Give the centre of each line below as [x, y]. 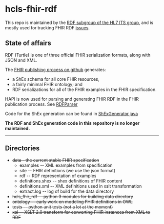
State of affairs [28, 43]
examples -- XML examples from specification [66, 165]
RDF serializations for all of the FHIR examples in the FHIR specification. [84, 90]
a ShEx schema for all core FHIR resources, [56, 79]
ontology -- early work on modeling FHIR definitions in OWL [72, 202]
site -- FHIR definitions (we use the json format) [67, 170]
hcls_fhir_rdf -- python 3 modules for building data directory [72, 196]
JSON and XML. [21, 60]
